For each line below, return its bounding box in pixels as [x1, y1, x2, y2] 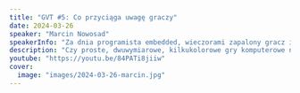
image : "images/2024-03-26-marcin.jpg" [17, 71, 166, 80]
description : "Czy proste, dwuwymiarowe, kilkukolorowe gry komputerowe [9, 46, 286, 55]
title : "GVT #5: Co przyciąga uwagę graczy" [9, 12, 178, 22]
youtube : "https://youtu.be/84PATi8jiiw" [9, 54, 166, 63]
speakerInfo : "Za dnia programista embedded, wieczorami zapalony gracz [9, 37, 286, 47]
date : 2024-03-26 [9, 21, 74, 30]
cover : [9, 63, 34, 72]
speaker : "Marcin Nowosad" [9, 29, 110, 38]
